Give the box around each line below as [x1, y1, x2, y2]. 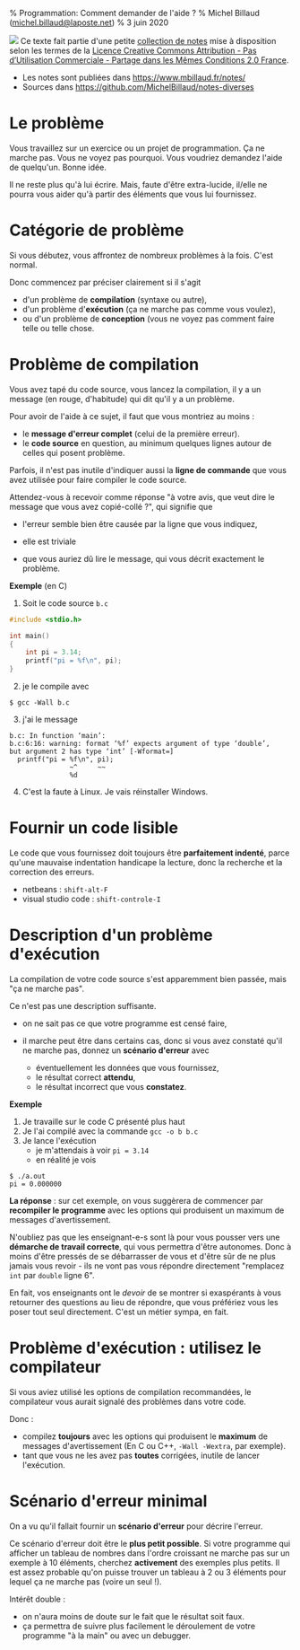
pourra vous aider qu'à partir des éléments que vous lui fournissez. [9, 189, 257, 199]
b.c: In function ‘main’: [9, 732, 106, 741]
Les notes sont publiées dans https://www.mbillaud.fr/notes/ [21, 72, 246, 83]
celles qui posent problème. [21, 447, 125, 458]
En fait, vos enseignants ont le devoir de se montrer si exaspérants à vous [9, 1287, 282, 1298]
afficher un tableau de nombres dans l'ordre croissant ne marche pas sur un [9, 1548, 290, 1558]
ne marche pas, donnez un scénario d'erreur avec [21, 1045, 210, 1056]
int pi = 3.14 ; [25, 648, 82, 657]
